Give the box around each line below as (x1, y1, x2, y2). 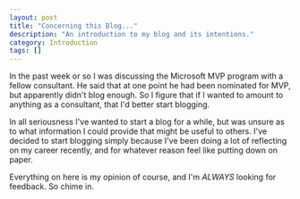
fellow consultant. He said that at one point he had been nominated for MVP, (9, 80, 291, 91)
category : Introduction (9, 37, 99, 47)
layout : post (9, 12, 58, 22)
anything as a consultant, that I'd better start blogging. (9, 99, 210, 110)
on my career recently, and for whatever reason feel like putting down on (9, 145, 278, 156)
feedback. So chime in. (9, 181, 94, 192)
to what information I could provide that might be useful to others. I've (9, 126, 267, 137)
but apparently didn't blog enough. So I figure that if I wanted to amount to (9, 90, 284, 101)
